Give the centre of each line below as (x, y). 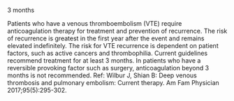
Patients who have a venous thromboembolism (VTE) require (95, 23)
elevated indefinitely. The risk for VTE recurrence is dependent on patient (113, 46)
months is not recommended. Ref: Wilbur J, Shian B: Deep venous (102, 75)
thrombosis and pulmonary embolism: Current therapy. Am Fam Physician (114, 83)
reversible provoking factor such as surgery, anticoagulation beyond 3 (108, 68)
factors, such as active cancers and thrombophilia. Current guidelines (108, 53)
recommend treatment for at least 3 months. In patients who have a (104, 61)
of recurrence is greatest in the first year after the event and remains (106, 38)
